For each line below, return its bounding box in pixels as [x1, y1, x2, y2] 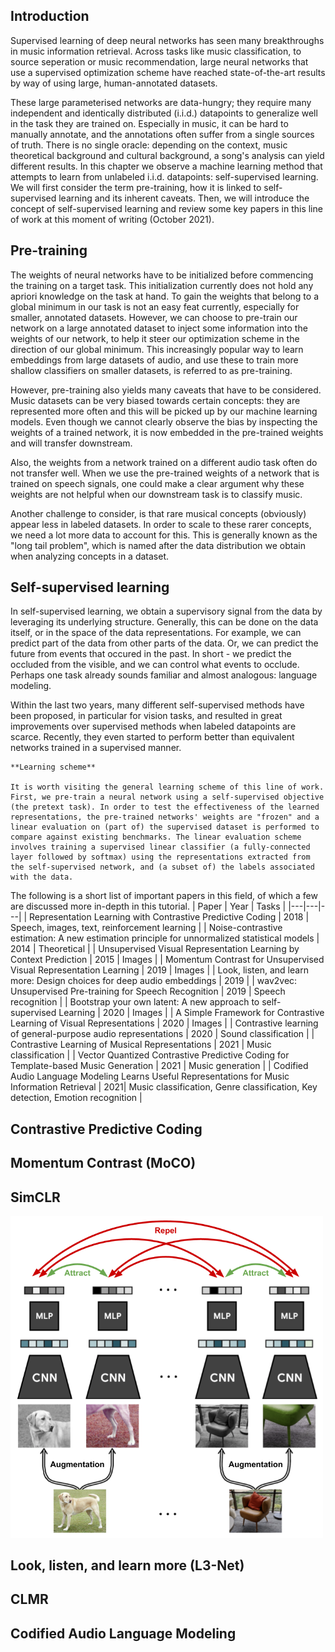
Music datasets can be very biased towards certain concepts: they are [10, 394, 301, 406]
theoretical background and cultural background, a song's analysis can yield [10, 149, 325, 161]
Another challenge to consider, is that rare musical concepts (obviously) [10, 507, 307, 519]
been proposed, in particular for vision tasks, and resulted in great [10, 710, 283, 722]
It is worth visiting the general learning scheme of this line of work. [10, 782, 325, 793]
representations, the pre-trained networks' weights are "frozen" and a [10, 812, 320, 823]
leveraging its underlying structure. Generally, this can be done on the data [10, 616, 319, 628]
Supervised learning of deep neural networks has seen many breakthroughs [10, 34, 325, 46]
